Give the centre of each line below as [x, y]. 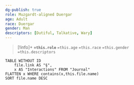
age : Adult [16, 19]
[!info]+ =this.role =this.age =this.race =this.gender [73, 47]
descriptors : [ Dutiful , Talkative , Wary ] [49, 33]
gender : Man [17, 28]
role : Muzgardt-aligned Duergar [39, 14]
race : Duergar [20, 24]
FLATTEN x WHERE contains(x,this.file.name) [52, 74]
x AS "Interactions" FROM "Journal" [52, 69]
